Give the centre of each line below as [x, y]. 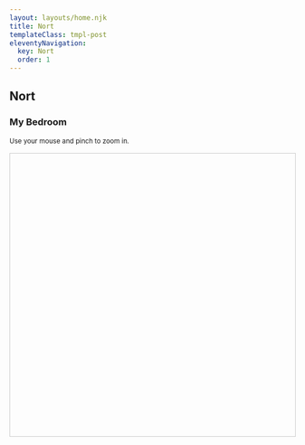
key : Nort [36, 52]
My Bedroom [38, 122]
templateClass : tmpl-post [58, 34]
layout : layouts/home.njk [58, 18]
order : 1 [34, 60]
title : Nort [32, 26]
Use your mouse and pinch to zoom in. [69, 141]
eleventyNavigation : [48, 43]
